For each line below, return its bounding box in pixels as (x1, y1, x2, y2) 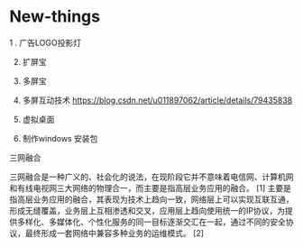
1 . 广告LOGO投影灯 (9, 37, 81, 48)
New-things (9, 6, 101, 27)
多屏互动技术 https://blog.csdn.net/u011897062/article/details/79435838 (22, 95, 293, 105)
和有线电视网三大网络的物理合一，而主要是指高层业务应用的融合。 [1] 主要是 (9, 182, 291, 193)
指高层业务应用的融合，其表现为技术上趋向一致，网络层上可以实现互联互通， (9, 194, 294, 205)
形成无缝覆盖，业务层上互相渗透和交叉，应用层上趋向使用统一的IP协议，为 (9, 205, 286, 215)
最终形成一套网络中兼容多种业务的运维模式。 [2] (24, 227, 205, 238)
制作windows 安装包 (22, 133, 98, 143)
